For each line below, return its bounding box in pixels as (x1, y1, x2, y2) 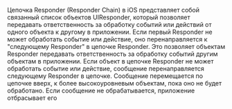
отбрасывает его (7, 94, 57, 102)
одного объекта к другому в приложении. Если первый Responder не (7, 28, 213, 36)
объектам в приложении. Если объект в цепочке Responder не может (7, 57, 214, 65)
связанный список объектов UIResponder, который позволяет (7, 13, 190, 21)
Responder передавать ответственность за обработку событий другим (7, 50, 218, 58)
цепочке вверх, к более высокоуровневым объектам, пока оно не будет (7, 79, 222, 87)
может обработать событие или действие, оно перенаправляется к (7, 35, 208, 43)
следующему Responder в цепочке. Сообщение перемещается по (7, 72, 203, 80)
